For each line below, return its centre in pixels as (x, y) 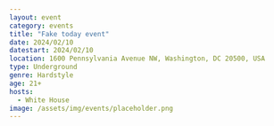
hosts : (21, 91)
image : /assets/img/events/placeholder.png (91, 108)
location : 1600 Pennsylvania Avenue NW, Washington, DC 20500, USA (137, 59)
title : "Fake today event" (59, 34)
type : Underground (43, 67)
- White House (43, 100)
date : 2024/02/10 (42, 42)
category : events (42, 26)
